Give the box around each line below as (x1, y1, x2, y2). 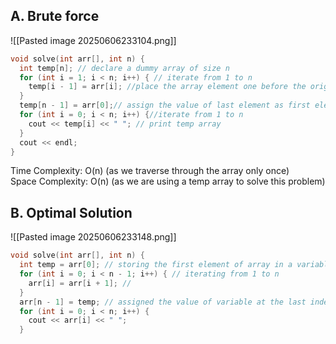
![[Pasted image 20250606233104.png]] (10, 34, 177, 46)
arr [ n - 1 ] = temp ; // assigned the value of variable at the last (19, 297, 307, 307)
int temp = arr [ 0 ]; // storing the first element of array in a (19, 260, 293, 270)
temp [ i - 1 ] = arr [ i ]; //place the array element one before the (28, 82, 307, 92)
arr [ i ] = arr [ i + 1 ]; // (28, 278, 132, 288)
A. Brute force (10, 8, 100, 25)
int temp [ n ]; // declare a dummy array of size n (19, 63, 230, 73)
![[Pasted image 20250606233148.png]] (10, 231, 177, 243)
